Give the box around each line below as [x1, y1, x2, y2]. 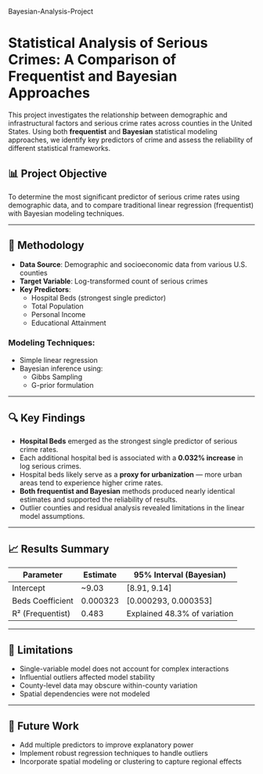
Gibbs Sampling [31, 372, 83, 382]
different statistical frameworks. [8, 143, 111, 152]
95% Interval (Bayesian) [133, 569, 227, 580]
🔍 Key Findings [8, 411, 86, 425]
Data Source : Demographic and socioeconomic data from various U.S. [19, 259, 248, 269]
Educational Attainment [31, 318, 107, 327]
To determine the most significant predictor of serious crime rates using [8, 192, 240, 201]
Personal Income [31, 309, 86, 319]
